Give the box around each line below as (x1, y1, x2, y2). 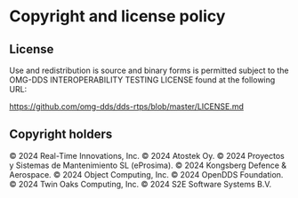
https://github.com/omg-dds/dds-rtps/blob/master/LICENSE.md (9, 101, 245, 112)
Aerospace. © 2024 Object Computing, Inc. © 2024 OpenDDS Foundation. (9, 169, 284, 179)
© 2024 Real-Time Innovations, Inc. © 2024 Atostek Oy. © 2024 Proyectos (9, 150, 285, 161)
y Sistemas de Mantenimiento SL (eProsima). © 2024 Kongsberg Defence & (9, 160, 287, 170)
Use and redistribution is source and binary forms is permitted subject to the (9, 65, 289, 75)
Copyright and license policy (9, 6, 226, 27)
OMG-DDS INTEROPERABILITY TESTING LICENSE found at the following (9, 75, 276, 85)
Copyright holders (9, 127, 113, 142)
